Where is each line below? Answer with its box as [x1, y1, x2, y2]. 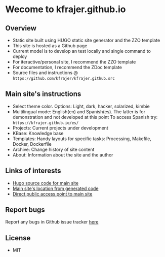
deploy [12, 53, 27, 59]
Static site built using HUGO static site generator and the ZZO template [12, 37, 160, 43]
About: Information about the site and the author [12, 151, 113, 158]
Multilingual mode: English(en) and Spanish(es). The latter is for [12, 108, 146, 115]
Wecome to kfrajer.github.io [5, 4, 126, 15]
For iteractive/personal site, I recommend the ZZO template [12, 59, 136, 65]
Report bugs [5, 206, 46, 214]
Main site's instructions [5, 90, 81, 99]
